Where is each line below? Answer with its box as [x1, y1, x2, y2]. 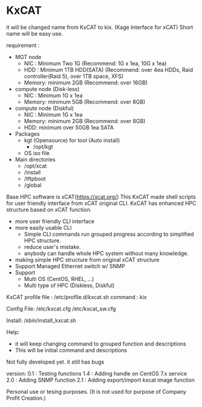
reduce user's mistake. [24, 243, 81, 250]
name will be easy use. [6, 30, 63, 37]
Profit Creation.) [6, 394, 46, 402]
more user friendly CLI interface [14, 218, 95, 225]
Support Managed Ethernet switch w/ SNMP [14, 262, 125, 270]
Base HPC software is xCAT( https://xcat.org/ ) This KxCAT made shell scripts [6, 193, 196, 200]
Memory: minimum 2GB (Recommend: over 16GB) [24, 79, 148, 86]
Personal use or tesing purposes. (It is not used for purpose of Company [6, 388, 187, 395]
